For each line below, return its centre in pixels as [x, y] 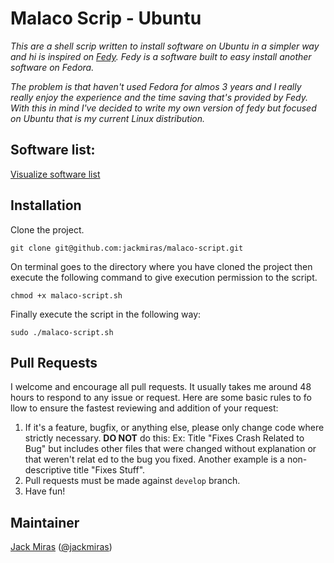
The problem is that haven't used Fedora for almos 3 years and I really [156, 86]
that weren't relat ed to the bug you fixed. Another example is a [154, 459]
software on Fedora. [52, 67]
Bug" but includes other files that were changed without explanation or [170, 449]
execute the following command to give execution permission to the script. [164, 277]
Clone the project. [47, 229]
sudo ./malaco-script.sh [62, 332]
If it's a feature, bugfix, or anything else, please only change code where [174, 428]
